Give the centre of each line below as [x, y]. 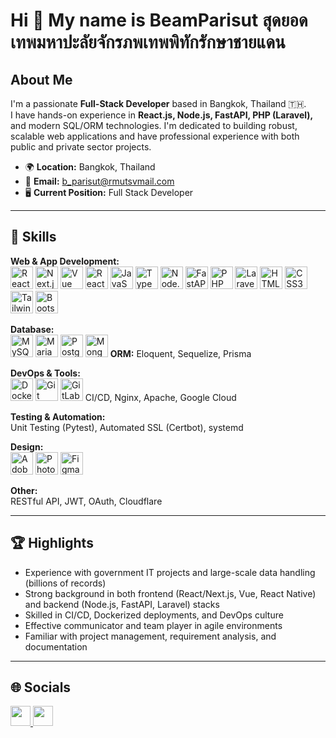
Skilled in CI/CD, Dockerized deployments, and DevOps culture [154, 615]
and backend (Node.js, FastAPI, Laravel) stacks [122, 604]
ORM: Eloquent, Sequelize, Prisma [180, 353]
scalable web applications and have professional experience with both [155, 136]
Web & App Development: [65, 261]
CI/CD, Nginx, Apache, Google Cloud [160, 397]
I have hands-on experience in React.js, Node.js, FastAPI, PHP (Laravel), [162, 115]
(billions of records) [65, 583]
